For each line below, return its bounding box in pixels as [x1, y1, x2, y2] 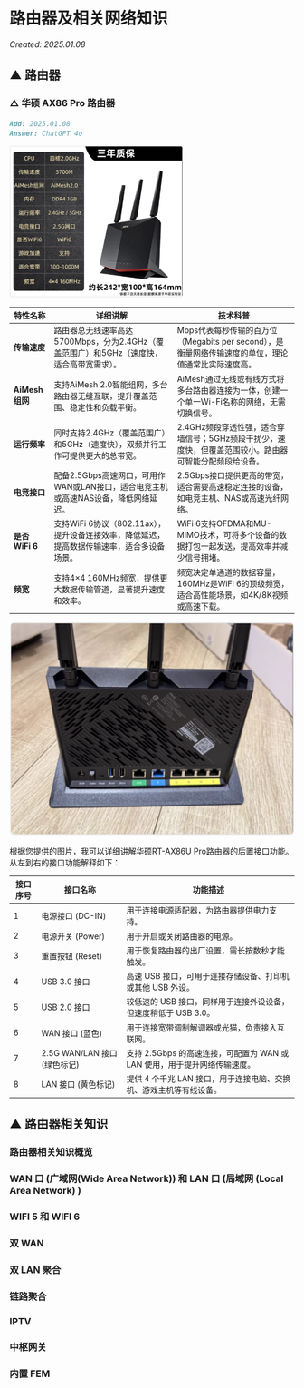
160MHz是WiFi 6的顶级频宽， [176, 578, 290, 589]
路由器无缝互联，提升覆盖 [53, 390, 149, 401]
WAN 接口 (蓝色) [41, 1027, 102, 1039]
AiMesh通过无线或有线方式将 [176, 373, 285, 384]
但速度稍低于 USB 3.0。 [126, 1008, 215, 1019]
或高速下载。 [176, 601, 225, 611]
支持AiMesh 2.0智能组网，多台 [53, 378, 168, 390]
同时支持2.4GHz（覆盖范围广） [53, 427, 166, 438]
